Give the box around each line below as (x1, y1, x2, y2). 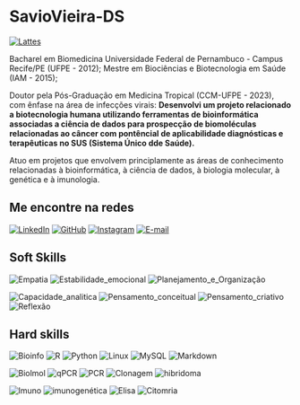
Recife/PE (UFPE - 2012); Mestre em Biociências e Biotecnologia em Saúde (9, 63, 287, 74)
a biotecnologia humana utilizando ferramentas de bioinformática (9, 109, 259, 119)
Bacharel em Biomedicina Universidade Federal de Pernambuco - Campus (9, 53, 284, 64)
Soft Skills (9, 250, 67, 266)
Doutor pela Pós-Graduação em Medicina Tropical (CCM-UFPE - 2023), (9, 90, 275, 101)
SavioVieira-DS (9, 6, 125, 27)
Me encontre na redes (9, 200, 134, 216)
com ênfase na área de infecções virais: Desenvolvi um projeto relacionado (9, 99, 292, 110)
